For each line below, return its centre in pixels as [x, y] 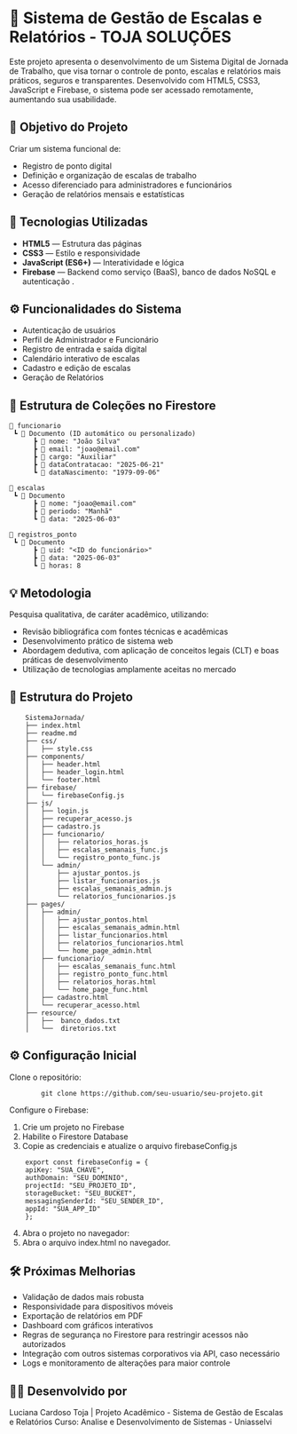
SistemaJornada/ [55, 717]
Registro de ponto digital [67, 166]
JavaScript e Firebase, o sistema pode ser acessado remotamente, [132, 90]
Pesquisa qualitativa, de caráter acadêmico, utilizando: [109, 614]
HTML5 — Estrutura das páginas [82, 243]
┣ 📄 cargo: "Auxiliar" [74, 457]
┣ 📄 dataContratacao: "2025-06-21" [98, 465]
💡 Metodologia [50, 593]
